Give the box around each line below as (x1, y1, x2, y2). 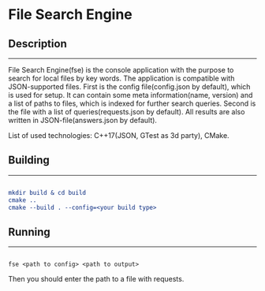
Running (8, 225, 51, 238)
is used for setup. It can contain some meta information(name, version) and (8, 91, 253, 99)
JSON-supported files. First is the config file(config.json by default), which (8, 82, 251, 91)
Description (8, 37, 67, 50)
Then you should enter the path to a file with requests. (8, 274, 185, 284)
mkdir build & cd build (8, 188, 87, 196)
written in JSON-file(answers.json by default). (8, 116, 158, 125)
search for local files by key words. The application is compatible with (8, 73, 235, 83)
